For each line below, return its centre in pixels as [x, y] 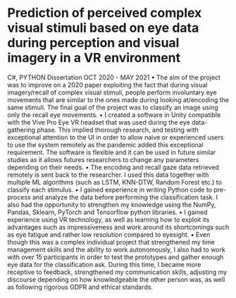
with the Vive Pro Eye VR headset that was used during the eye [99, 122]
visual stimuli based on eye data [103, 28]
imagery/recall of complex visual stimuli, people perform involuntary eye [112, 92]
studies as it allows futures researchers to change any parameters [103, 159]
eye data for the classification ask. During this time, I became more [104, 264]
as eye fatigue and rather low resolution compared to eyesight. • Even [109, 235]
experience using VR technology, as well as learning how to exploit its [108, 219]
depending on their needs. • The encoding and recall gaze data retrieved [113, 167]
